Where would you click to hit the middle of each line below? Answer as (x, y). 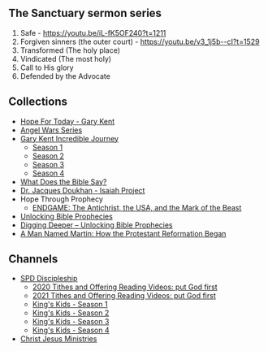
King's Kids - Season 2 (71, 313)
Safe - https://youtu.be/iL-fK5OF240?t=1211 (93, 32)
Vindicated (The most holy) (66, 58)
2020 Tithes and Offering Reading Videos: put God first (125, 287)
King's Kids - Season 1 (70, 305)
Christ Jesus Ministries (58, 339)
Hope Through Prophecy (62, 199)
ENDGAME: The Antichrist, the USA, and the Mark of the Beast (137, 207)
